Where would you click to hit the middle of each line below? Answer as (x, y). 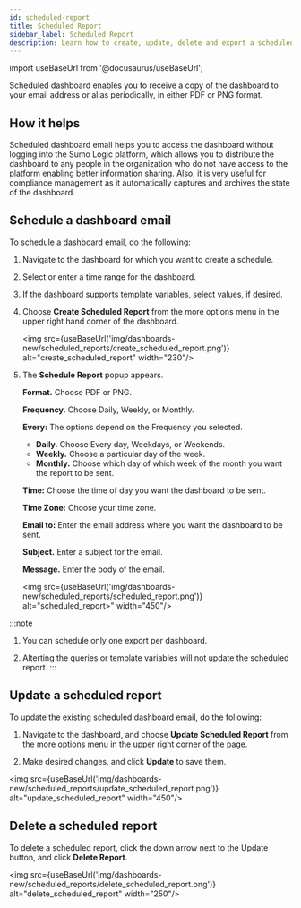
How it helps (45, 123)
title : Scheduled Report (56, 26)
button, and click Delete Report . (69, 857)
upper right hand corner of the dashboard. (100, 321)
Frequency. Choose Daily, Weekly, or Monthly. (108, 410)
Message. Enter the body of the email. (94, 569)
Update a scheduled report (86, 696)
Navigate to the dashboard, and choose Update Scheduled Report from (155, 734)
